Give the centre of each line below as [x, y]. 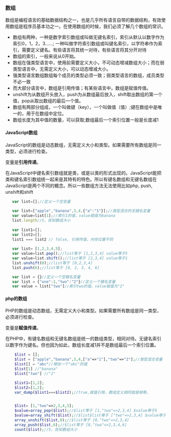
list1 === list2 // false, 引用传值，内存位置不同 [63, 239]
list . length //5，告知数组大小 [41, 220]
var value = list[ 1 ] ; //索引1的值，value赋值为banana [64, 216]
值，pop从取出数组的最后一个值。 [48, 101]
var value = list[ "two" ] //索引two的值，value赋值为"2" [68, 286]
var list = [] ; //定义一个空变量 [41, 201]
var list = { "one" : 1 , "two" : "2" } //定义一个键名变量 [64, 282]
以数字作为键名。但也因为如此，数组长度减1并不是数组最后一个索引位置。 [82, 345]
